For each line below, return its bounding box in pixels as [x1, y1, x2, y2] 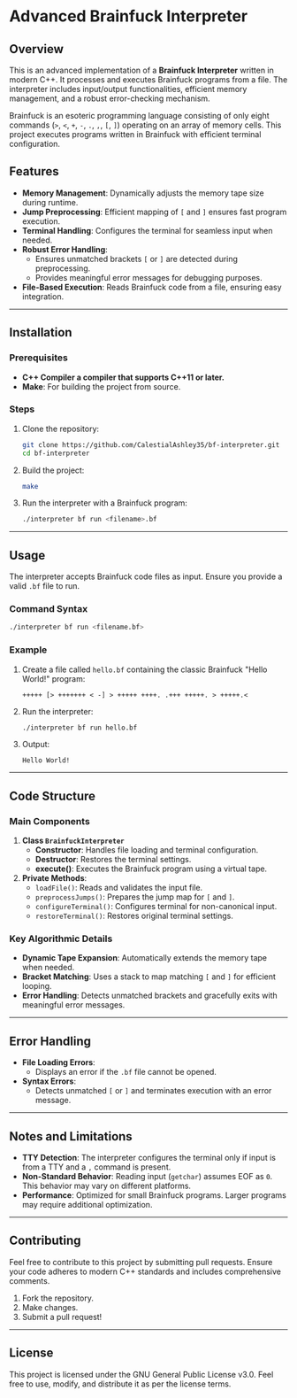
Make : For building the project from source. [21, 381, 181, 391]
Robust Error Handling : [21, 243, 108, 254]
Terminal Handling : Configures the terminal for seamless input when [21, 225, 273, 236]
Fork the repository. [21, 1293, 95, 1303]
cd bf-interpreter [21, 449, 90, 458]
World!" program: [21, 673, 86, 684]
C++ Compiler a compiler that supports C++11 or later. [21, 372, 225, 382]
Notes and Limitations [9, 1129, 133, 1144]
